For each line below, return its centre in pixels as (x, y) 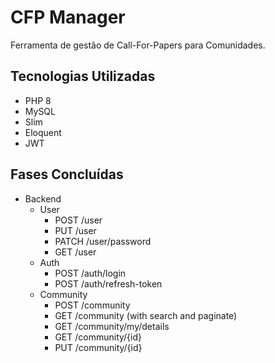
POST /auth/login (90, 273)
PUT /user (75, 230)
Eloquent (43, 132)
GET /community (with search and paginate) (146, 315)
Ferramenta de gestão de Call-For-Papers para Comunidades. (138, 45)
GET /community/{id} (98, 337)
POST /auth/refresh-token (108, 283)
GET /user (75, 252)
